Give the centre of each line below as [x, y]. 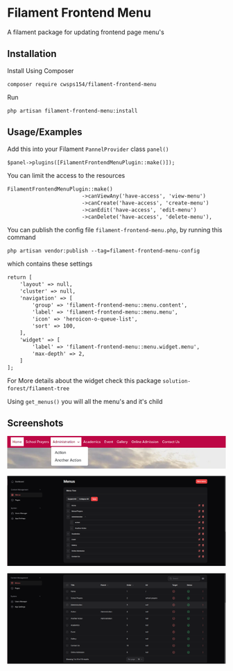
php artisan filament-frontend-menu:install [72, 111]
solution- [176, 381]
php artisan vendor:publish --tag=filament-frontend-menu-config [103, 251]
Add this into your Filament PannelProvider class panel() [88, 149]
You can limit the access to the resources [66, 175]
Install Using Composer [41, 70]
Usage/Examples [45, 132]
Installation [32, 54]
